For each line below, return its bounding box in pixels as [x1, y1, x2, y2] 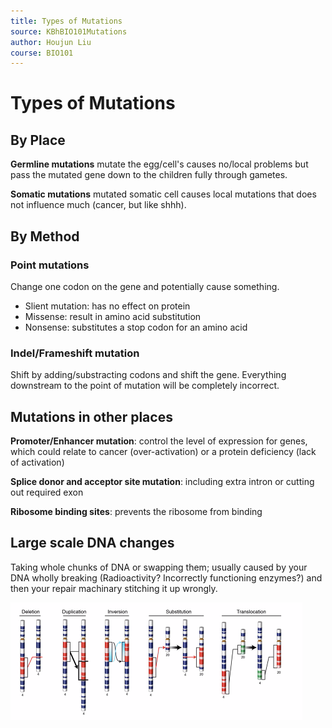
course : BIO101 [10, 48, 74, 58]
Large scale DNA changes [10, 535, 175, 552]
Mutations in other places [10, 408, 173, 425]
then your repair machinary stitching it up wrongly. [10, 582, 218, 594]
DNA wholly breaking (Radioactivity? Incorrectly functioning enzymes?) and [10, 571, 323, 584]
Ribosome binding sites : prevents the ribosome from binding [10, 506, 263, 518]
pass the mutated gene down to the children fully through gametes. [10, 169, 288, 181]
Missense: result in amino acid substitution [24, 310, 202, 322]
